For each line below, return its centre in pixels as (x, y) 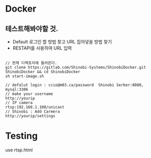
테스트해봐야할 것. (32, 29)
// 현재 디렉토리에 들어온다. (31, 63)
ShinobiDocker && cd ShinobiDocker (43, 72)
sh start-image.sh (25, 76)
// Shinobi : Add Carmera (32, 112)
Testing (22, 136)
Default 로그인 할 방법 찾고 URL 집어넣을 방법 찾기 (62, 42)
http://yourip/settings (30, 116)
